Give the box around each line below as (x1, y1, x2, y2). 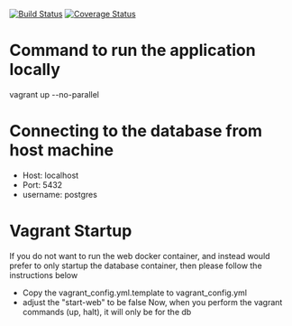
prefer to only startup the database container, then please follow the (9, 260, 263, 271)
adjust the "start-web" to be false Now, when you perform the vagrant (22, 296, 283, 307)
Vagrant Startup (9, 221, 132, 241)
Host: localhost (22, 170, 79, 181)
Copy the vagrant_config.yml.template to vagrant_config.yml (22, 287, 248, 298)
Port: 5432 (22, 179, 63, 190)
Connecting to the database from (9, 121, 263, 142)
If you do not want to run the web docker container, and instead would (9, 250, 270, 261)
